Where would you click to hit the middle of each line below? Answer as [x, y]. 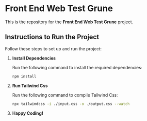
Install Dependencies [34, 58]
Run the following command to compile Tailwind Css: [65, 95]
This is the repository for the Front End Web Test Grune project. [69, 22]
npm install [24, 76]
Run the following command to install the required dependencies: [77, 67]
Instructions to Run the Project [52, 37]
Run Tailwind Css [30, 86]
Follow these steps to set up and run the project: [53, 48]
